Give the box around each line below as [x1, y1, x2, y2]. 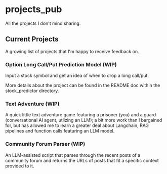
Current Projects [5, 35, 59, 43]
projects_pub [5, 4, 62, 15]
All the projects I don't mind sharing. [5, 20, 81, 26]
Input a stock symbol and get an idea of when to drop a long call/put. [5, 72, 149, 79]
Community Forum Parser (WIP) [5, 141, 86, 148]
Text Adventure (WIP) [5, 100, 60, 107]
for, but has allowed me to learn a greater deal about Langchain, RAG [5, 122, 149, 128]
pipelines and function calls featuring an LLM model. [5, 128, 115, 134]
